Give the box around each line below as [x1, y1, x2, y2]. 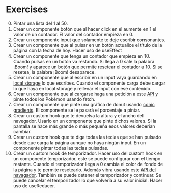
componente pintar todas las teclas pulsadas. [13, 145, 109, 151]
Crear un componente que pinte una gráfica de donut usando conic [13, 101, 155, 107]
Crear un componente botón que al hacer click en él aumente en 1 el [13, 25, 157, 32]
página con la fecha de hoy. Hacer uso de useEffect [13, 47, 122, 53]
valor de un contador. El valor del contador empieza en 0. [13, 31, 134, 37]
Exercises [6, 4, 48, 15]
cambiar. [13, 128, 32, 134]
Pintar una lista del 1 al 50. [13, 20, 68, 26]
